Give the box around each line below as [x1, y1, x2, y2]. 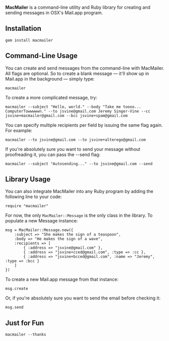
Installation [5, 24, 41, 33]
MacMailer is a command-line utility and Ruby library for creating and [5, 5, 151, 10]
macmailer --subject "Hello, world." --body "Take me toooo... [5, 104, 142, 109]
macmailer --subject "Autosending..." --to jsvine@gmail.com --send [5, 161, 153, 166]
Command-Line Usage [5, 52, 78, 60]
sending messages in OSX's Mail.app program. [5, 10, 103, 16]
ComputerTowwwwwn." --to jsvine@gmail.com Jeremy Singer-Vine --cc [5, 108, 151, 113]
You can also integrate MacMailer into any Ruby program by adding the [5, 188, 153, 195]
